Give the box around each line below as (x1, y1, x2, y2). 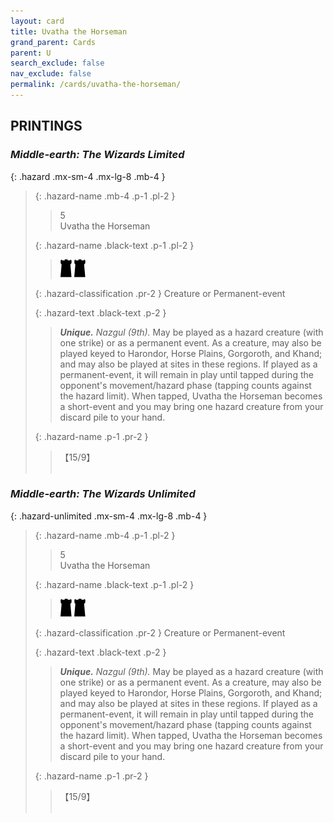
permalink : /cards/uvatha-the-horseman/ (10, 80, 182, 90)
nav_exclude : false (10, 69, 92, 79)
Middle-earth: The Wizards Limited (10, 148, 185, 162)
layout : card (10, 16, 65, 26)
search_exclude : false (10, 58, 105, 69)
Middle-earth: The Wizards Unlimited (10, 487, 196, 501)
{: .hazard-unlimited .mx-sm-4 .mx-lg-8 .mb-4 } (10, 510, 208, 522)
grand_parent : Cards (10, 37, 97, 47)
